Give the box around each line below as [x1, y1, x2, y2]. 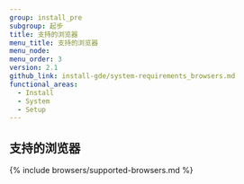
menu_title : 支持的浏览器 [9, 38, 99, 48]
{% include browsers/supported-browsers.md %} [9, 165, 194, 176]
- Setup [17, 105, 47, 114]
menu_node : [9, 47, 50, 56]
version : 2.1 [9, 64, 59, 73]
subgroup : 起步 [9, 22, 64, 31]
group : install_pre [9, 13, 83, 22]
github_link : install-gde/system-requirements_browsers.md [9, 72, 236, 81]
